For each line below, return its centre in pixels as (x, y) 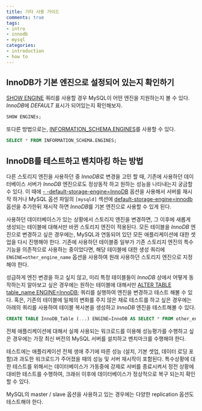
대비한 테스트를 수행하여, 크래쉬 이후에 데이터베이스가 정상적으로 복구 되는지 (95, 374)
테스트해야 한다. (25, 401)
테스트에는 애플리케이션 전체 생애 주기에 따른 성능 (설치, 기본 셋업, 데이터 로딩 (97, 351)
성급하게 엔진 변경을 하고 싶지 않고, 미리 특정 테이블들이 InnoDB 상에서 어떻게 (97, 277)
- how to (17, 57)
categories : (21, 46)
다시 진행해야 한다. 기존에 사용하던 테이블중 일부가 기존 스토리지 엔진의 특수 (106, 242)
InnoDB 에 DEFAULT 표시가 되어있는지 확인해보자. (65, 105)
